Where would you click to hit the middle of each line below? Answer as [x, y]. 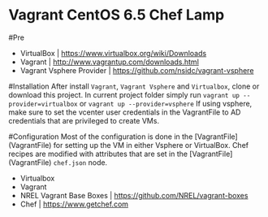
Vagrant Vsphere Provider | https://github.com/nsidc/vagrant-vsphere [137, 70]
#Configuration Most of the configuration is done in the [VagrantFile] [123, 137]
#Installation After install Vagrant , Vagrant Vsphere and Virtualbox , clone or [134, 86]
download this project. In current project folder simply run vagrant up [124, 94]
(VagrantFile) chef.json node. [58, 162]
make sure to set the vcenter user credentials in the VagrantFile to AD [125, 112]
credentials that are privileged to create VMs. [84, 120]
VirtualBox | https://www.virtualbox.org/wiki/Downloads [113, 53]
